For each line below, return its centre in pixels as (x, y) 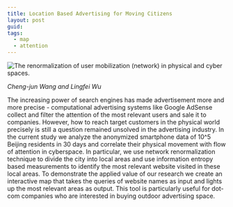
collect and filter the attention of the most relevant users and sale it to (107, 115)
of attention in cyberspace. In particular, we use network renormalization (111, 151)
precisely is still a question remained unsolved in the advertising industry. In (116, 130)
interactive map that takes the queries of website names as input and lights (115, 181)
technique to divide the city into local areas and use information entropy (110, 159)
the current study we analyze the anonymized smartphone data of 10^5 (109, 137)
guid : (15, 26)
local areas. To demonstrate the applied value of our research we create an (115, 174)
